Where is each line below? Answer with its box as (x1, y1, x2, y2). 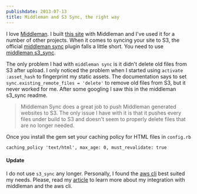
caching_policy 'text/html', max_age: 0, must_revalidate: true (6, 145, 167, 150)
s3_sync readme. (6, 92, 48, 99)
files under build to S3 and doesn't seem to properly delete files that (20, 115, 186, 122)
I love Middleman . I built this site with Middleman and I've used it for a (6, 30, 175, 37)
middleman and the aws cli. (6, 182, 72, 189)
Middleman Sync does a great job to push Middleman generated (20, 103, 176, 110)
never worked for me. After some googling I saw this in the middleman (6, 85, 176, 92)
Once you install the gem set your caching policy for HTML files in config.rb (6, 133, 191, 140)
